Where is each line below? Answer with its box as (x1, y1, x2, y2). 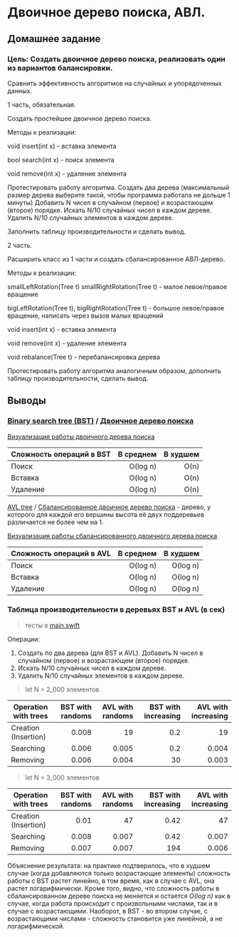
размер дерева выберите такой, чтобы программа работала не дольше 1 (7, 190, 230, 199)
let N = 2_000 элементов (24, 685, 100, 693)
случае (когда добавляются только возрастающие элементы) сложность (7, 869, 231, 877)
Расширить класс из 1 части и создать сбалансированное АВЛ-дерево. (7, 254, 225, 263)
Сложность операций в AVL (11, 548, 112, 558)
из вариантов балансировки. (7, 63, 113, 73)
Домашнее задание (7, 33, 101, 45)
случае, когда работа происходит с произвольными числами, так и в (7, 899, 218, 908)
